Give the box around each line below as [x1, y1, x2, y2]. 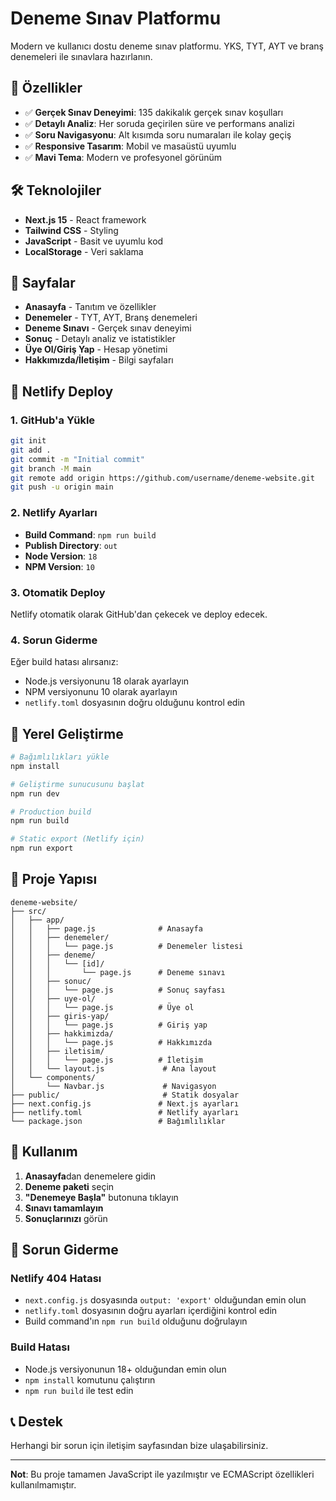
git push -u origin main [10, 482, 114, 492]
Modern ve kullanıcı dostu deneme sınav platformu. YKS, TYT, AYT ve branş [10, 40, 324, 52]
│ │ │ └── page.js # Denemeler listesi [10, 941, 244, 951]
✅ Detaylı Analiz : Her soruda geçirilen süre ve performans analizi [24, 117, 295, 129]
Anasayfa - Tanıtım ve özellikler [24, 301, 157, 313]
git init [10, 436, 47, 446]
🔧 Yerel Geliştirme [10, 725, 124, 742]
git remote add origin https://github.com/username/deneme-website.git [10, 473, 315, 483]
